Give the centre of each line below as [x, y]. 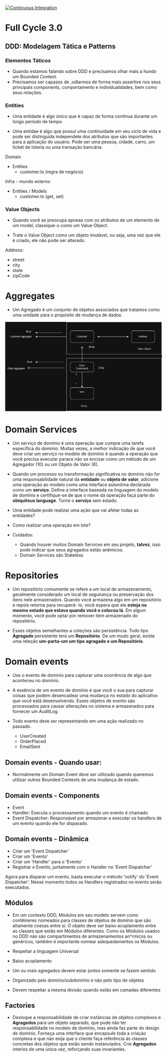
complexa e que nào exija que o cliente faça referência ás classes [80, 1039]
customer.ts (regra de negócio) [51, 172]
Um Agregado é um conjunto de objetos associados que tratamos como [86, 310]
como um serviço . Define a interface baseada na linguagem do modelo [85, 490]
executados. [18, 887]
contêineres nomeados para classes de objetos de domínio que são [82, 920]
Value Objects [22, 210]
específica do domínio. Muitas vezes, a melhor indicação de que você [84, 449]
